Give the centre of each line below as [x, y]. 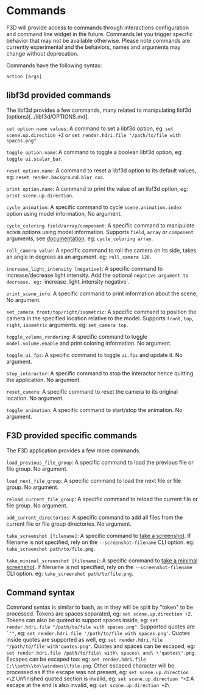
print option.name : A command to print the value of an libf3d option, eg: [97, 189]
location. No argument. [35, 398]
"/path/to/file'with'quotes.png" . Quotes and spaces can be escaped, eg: [101, 646]
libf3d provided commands [59, 95]
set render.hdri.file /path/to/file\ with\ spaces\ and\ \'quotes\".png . [101, 653]
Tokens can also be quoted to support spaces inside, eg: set [82, 620]
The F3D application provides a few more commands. [74, 450]
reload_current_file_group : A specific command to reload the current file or [102, 499]
